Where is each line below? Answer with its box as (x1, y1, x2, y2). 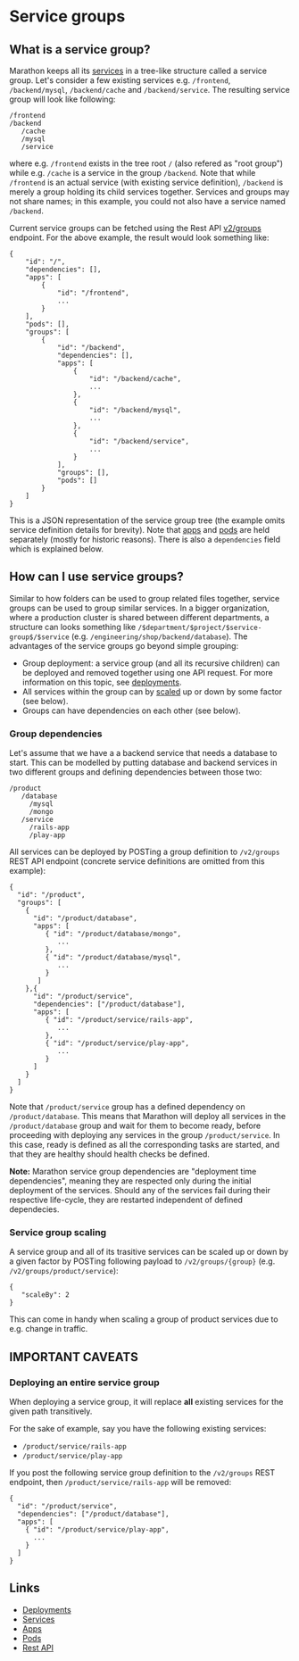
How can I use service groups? (9, 569, 185, 585)
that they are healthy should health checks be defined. (9, 1149, 210, 1159)
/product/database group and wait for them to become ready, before (9, 1120, 262, 1131)
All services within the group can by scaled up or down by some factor (21, 685, 283, 697)
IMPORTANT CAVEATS (9, 1350, 138, 1365)
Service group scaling (9, 1226, 107, 1239)
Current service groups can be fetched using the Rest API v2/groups (9, 223, 262, 233)
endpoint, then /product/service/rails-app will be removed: (9, 1477, 232, 1488)
